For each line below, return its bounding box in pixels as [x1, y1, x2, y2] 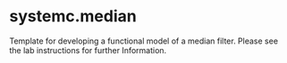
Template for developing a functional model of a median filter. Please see [9, 35, 279, 46]
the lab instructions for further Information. [9, 44, 167, 55]
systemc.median [9, 6, 137, 27]
